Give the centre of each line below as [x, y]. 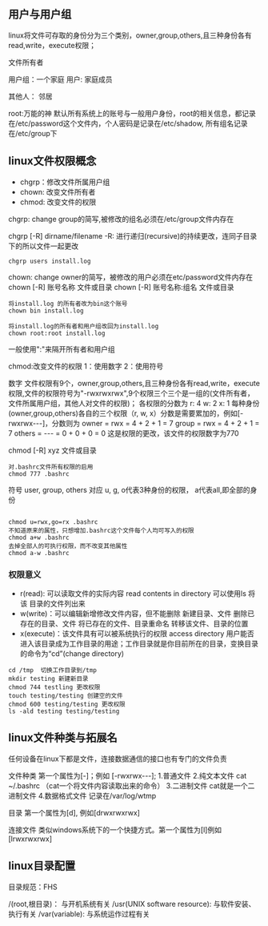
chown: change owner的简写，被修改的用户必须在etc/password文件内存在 [131, 277]
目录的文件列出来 [57, 603]
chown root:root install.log [57, 333]
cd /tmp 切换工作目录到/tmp [53, 670]
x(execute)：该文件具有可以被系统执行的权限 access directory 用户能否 [137, 633]
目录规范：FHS [33, 887]
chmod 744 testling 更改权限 [54, 687]
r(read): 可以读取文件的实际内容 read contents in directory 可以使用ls [133, 593]
